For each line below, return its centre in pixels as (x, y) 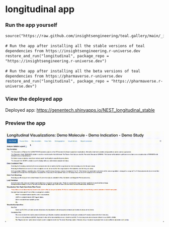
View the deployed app (34, 99)
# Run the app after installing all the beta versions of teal (73, 71)
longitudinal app (40, 9)
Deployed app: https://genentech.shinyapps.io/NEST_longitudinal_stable (80, 110)
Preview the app (25, 123)
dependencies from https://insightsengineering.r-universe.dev (73, 51)
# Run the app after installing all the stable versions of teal (75, 46)
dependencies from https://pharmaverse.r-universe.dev (64, 77)
